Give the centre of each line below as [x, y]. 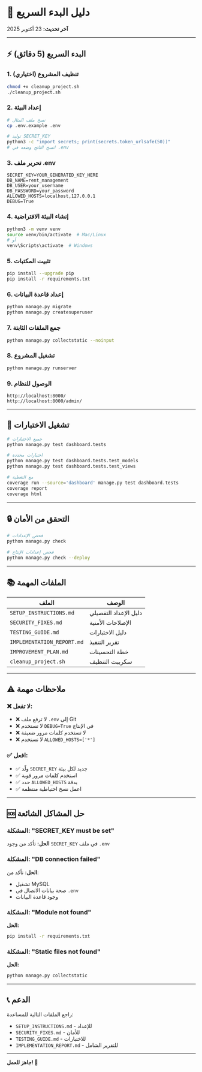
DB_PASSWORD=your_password [40, 191]
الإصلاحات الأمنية [110, 622]
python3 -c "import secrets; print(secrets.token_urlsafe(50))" [89, 142]
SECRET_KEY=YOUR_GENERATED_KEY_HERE [52, 175]
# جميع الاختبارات [25, 439]
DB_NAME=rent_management [38, 180]
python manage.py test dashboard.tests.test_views [71, 466]
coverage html [25, 494]
